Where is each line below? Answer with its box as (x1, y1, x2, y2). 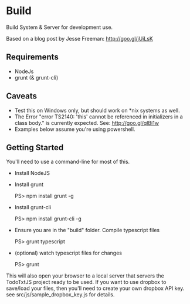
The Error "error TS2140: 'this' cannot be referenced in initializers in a (14, 113, 183, 120)
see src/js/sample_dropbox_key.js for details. (6, 291, 115, 298)
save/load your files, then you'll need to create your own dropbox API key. (6, 285, 185, 292)
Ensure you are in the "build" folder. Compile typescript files (14, 227, 160, 234)
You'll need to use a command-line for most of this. (6, 158, 130, 166)
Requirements (6, 52, 59, 62)
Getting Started (6, 143, 64, 153)
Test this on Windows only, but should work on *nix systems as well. (14, 107, 180, 114)
